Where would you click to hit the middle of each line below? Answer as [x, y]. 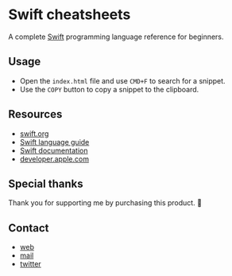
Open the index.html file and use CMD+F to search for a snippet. [122, 80]
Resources [35, 114]
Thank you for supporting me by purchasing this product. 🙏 [105, 203]
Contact [29, 228]
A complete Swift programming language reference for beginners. [116, 37]
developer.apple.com [54, 159]
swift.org [34, 134]
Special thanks [46, 183]
